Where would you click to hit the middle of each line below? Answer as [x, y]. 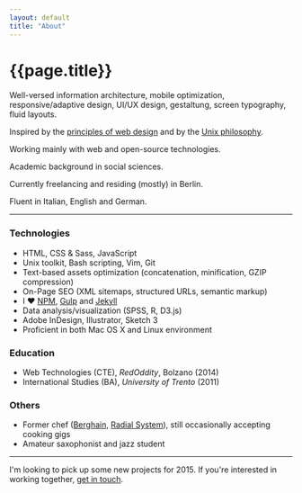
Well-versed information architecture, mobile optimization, [117, 95]
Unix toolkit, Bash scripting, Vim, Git [89, 263]
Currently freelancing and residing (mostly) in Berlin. [107, 184]
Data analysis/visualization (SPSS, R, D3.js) [102, 310]
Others [25, 405]
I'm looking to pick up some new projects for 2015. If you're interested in [143, 470]
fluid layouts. [33, 114]
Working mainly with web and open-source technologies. [115, 149]
